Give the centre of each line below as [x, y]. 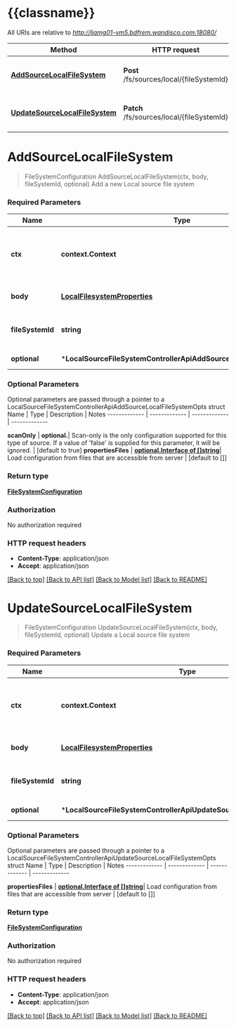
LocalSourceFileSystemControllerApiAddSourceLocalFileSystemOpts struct [116, 407]
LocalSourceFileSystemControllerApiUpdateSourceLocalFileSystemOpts [112, 858]
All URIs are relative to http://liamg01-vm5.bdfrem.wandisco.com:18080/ [112, 32]
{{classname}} [51, 13]
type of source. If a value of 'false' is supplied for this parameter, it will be [113, 443]
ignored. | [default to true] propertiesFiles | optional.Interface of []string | [114, 451]
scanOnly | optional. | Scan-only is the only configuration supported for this [117, 435]
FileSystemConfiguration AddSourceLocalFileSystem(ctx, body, [116, 176]
